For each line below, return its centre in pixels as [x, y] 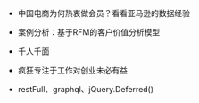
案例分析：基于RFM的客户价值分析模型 [89, 32]
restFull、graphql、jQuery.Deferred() [86, 89]
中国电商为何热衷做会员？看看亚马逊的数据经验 [104, 13]
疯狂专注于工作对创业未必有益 [72, 70]
